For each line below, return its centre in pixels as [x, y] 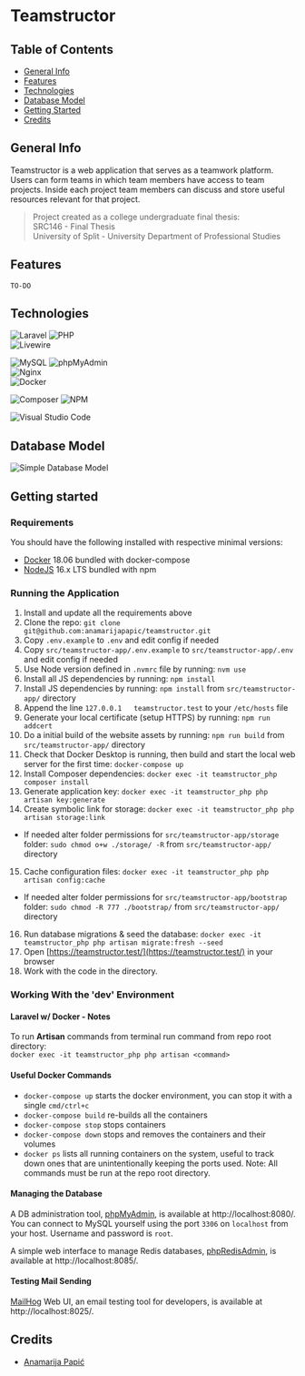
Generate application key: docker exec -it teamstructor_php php [146, 792]
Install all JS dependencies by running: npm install [119, 679]
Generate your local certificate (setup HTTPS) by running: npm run [147, 718]
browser [39, 962]
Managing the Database [56, 1194]
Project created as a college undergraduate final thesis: [136, 217]
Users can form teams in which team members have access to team [138, 179]
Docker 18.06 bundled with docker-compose [107, 560]
